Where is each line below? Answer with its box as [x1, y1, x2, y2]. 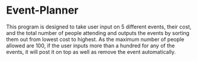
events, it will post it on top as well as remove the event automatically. [6, 48, 176, 55]
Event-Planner [6, 4, 79, 17]
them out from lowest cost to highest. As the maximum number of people [6, 36, 185, 43]
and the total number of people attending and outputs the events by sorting [6, 29, 190, 36]
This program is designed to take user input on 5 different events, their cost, [6, 23, 192, 30]
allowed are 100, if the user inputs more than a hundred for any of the [6, 42, 175, 49]
